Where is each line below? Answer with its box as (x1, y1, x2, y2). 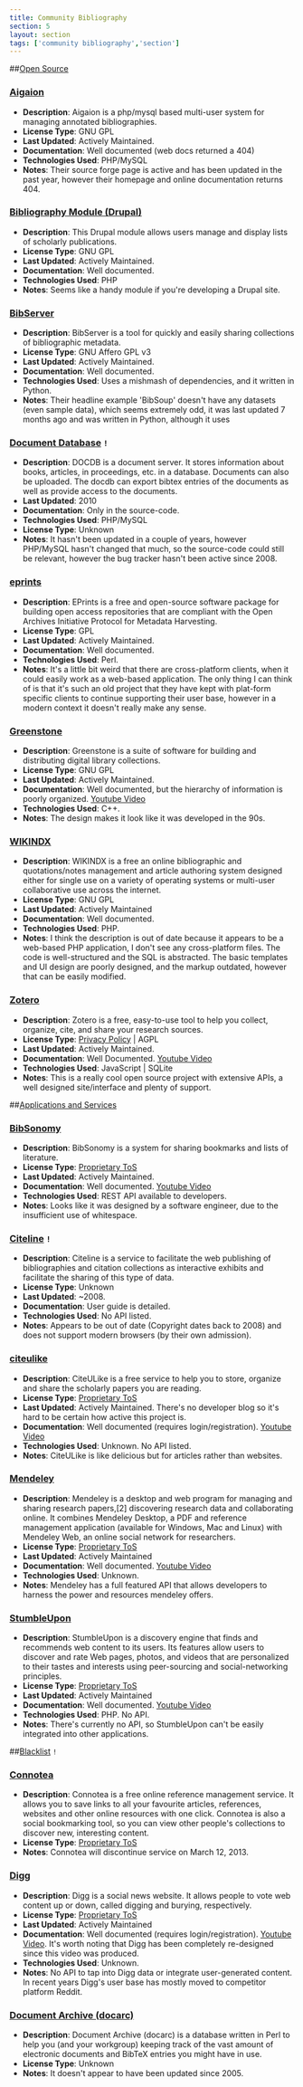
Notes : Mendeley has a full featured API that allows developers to (22, 1579, 268, 1590)
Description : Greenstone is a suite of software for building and (22, 746, 257, 757)
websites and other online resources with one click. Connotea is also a (22, 1808, 286, 1819)
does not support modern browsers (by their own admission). (22, 1329, 251, 1340)
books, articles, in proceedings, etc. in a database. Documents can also (22, 467, 289, 478)
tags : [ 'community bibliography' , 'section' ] (9, 38, 180, 48)
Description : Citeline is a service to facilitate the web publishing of (22, 1253, 271, 1263)
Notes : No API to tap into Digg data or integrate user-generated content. (22, 1967, 292, 1977)
